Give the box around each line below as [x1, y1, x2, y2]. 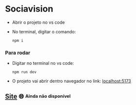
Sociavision [5, 3, 54, 15]
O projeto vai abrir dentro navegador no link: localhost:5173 [12, 78, 131, 84]
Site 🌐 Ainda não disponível [5, 92, 71, 100]
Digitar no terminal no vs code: [12, 60, 74, 66]
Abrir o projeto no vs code [12, 19, 65, 25]
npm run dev [12, 70, 37, 75]
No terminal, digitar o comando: [12, 29, 76, 34]
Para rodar [5, 49, 31, 56]
